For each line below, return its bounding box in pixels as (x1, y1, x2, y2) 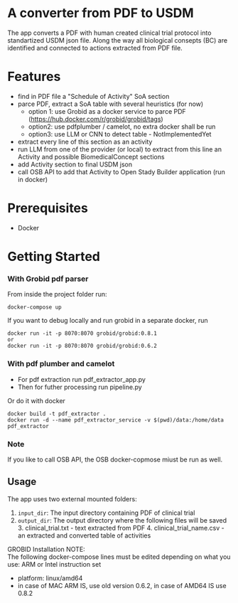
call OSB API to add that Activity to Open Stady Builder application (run (17, 167, 225, 176)
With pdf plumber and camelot (7, 359, 115, 369)
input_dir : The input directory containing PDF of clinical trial (17, 508, 195, 517)
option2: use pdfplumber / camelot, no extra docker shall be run (28, 122, 216, 131)
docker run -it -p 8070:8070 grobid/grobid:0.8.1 (7, 330, 158, 337)
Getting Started (7, 249, 101, 265)
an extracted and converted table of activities (17, 531, 151, 540)
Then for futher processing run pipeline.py (17, 383, 142, 391)
